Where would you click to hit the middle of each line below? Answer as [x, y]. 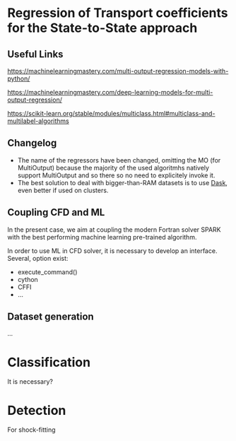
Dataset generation [51, 317]
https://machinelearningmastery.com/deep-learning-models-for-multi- [110, 92]
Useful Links [35, 54]
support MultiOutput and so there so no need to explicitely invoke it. [116, 175]
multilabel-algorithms [38, 121]
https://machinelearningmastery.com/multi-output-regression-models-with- [118, 71]
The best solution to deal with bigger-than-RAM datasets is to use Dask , [123, 182]
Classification [49, 362]
